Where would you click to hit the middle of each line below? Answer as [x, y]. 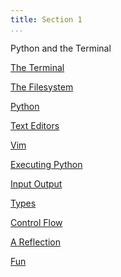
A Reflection [35, 242]
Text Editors [35, 125]
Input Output [36, 183]
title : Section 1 [46, 19]
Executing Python [46, 164]
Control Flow [36, 222]
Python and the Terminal [61, 48]
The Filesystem [42, 87]
